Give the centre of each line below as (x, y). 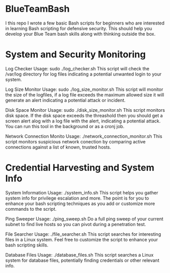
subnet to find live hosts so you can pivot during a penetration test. (76, 224)
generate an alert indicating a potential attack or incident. (66, 100)
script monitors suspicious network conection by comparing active (76, 141)
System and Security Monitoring (76, 55)
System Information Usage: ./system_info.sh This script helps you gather (82, 192)
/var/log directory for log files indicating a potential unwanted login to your (83, 74)
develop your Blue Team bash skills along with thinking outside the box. (80, 34)
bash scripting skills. (27, 245)
